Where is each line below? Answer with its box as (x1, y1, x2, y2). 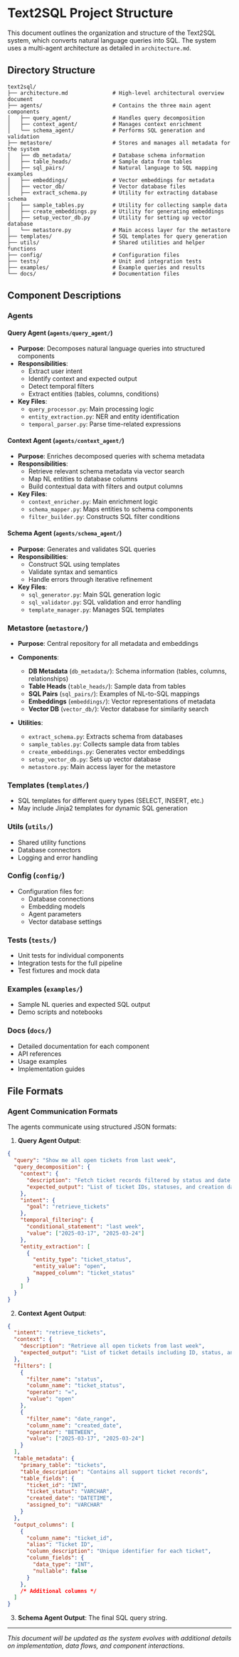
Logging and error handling (17, 853, 98, 862)
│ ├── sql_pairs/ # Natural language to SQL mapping (7, 164, 218, 172)
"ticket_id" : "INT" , (26, 1481, 87, 1489)
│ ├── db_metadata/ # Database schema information (7, 152, 205, 159)
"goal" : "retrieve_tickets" (26, 1203, 110, 1211)
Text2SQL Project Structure (7, 5, 174, 21)
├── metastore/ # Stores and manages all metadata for (7, 139, 231, 147)
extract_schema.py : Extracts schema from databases (28, 732, 184, 741)
